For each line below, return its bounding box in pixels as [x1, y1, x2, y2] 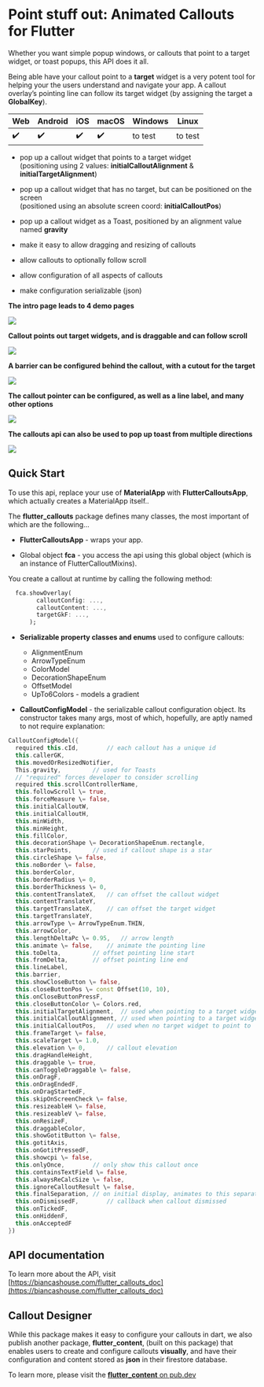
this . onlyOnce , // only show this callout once [15, 1160, 199, 1169]
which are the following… [8, 519, 90, 529]
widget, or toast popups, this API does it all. [8, 57, 149, 66]
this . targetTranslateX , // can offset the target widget [15, 905, 216, 913]
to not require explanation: [19, 721, 105, 731]
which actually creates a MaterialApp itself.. [8, 496, 149, 505]
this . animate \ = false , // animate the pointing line [15, 942, 206, 950]
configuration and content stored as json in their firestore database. [8, 1355, 228, 1364]
